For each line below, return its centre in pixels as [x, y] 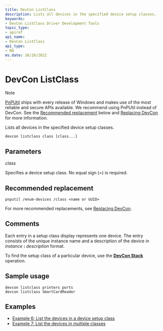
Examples [20, 307]
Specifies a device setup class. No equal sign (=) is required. [66, 173]
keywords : [15, 19]
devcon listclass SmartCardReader [40, 292]
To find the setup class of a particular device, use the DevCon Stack [74, 256]
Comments [22, 224]
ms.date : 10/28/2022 [26, 55]
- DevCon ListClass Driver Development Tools [52, 23]
